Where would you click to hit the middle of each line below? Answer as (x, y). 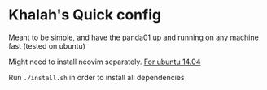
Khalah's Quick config (85, 15)
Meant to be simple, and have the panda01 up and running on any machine (133, 37)
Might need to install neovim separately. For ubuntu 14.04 (105, 62)
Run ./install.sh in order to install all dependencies (96, 77)
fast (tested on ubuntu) (47, 45)
